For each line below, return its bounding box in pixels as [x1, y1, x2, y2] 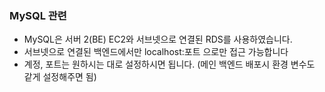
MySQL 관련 [9, 8, 67, 22]
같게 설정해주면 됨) [23, 71, 97, 83]
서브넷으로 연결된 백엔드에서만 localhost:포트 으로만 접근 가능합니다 [23, 46, 289, 58]
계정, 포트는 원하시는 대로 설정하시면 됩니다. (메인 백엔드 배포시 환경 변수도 [23, 58, 316, 71]
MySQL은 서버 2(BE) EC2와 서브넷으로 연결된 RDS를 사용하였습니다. [23, 33, 293, 46]
